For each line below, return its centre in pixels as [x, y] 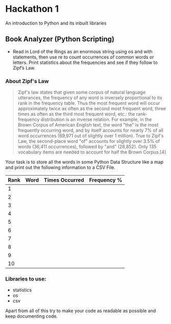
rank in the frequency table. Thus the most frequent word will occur [89, 103]
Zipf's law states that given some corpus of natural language [82, 92]
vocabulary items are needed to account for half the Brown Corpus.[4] [92, 152]
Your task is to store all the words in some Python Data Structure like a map [84, 162]
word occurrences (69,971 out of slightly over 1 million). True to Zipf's [91, 136]
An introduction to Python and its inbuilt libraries [56, 23]
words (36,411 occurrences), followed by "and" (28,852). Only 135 [87, 147]
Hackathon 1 [32, 9]
